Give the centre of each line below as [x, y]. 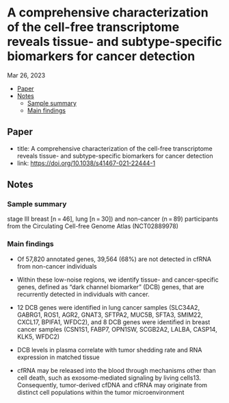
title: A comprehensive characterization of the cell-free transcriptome [115, 148]
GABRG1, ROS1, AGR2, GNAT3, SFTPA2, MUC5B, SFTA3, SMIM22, [110, 315]
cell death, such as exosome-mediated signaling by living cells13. [109, 378]
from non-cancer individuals [57, 266]
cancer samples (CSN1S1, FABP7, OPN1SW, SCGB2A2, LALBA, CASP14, [117, 329]
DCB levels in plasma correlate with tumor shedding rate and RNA [109, 350]
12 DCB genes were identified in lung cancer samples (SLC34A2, [108, 307]
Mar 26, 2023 [26, 75]
